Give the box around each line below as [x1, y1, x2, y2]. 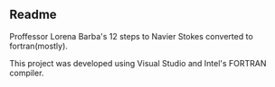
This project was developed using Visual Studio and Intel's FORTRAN [9, 57, 267, 68]
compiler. [9, 67, 44, 78]
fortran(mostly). [9, 40, 68, 51]
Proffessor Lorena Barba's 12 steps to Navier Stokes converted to [9, 30, 253, 41]
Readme [9, 7, 57, 22]
